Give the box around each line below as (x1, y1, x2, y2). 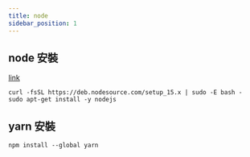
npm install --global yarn (8, 142, 99, 150)
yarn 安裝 (8, 119, 56, 133)
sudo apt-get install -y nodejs (8, 96, 117, 104)
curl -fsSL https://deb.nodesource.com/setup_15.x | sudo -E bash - (8, 89, 243, 97)
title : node (8, 11, 48, 20)
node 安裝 (8, 51, 59, 64)
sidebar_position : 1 (8, 19, 78, 27)
